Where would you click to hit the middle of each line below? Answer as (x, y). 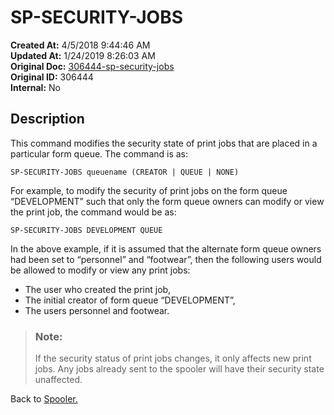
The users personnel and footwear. (97, 310)
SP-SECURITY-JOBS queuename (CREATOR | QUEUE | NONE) (125, 172)
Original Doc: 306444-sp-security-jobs (92, 66)
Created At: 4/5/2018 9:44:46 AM (80, 45)
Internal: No (35, 87)
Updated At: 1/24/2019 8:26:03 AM (83, 55)
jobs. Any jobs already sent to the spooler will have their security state (179, 369)
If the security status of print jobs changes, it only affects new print (173, 358)
